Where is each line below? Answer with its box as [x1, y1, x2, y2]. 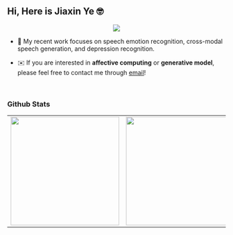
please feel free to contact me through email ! [17, 68, 146, 76]
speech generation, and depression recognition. [17, 44, 155, 53]
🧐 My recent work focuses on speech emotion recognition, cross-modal [17, 37, 223, 45]
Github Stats [7, 99, 51, 108]
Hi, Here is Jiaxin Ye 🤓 [7, 6, 104, 17]
